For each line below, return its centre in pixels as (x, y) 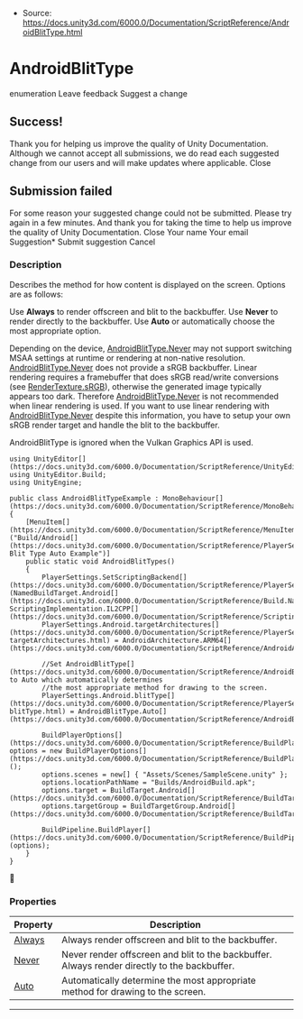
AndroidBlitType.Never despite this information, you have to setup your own (150, 415)
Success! (36, 122)
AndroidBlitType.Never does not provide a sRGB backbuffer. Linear (133, 367)
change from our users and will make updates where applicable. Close (140, 162)
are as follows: (37, 294)
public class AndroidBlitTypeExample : (84, 498)
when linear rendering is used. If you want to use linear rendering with (140, 406)
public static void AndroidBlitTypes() (101, 561)
